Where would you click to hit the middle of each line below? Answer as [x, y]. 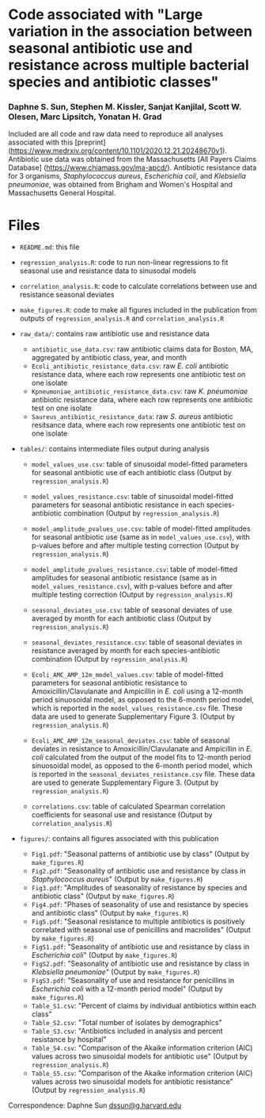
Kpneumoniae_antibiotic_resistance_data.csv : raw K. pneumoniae [140, 391]
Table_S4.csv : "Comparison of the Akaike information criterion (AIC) [142, 1048]
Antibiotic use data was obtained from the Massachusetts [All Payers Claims [132, 159]
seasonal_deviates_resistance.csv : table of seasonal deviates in [137, 642]
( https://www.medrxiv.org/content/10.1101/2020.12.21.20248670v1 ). [118, 151]
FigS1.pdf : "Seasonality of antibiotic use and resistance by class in [140, 947]
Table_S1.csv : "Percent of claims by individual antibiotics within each [144, 1006]
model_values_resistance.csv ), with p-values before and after [132, 586]
